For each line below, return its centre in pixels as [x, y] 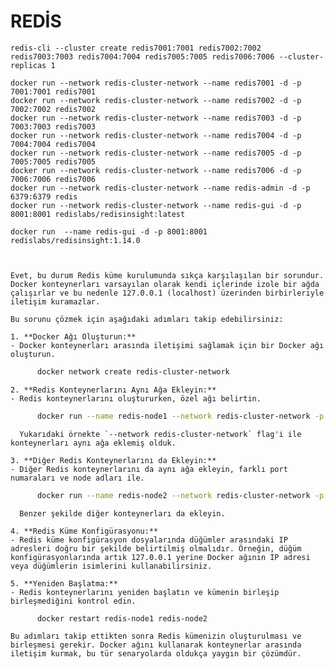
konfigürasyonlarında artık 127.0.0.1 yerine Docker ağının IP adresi [160, 557]
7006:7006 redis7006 [53, 179]
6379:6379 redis [44, 196]
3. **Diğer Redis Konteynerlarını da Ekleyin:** [113, 460]
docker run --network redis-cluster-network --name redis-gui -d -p [156, 205]
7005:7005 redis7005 [53, 161]
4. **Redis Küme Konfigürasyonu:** [84, 531]
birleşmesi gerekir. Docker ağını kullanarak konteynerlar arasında [156, 645]
